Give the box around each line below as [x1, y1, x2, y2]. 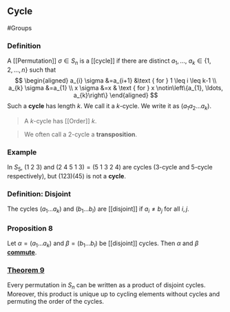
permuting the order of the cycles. [7, 298, 105, 306]
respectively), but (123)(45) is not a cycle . [7, 171, 126, 180]
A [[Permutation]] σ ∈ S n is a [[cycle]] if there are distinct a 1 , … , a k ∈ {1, [7, 56, 211, 66]
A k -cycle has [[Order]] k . [23, 116, 97, 125]
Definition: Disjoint [7, 189, 71, 198]
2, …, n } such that [7, 65, 56, 74]
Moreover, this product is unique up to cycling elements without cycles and [7, 290, 220, 298]
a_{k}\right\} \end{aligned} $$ [73, 91, 158, 99]
